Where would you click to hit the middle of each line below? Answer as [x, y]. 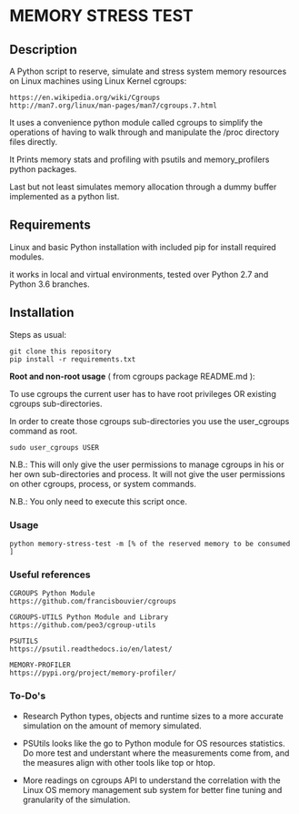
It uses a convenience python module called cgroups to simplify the [136, 122]
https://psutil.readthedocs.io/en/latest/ [91, 649]
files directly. [33, 142]
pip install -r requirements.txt [73, 359]
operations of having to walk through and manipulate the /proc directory [145, 132]
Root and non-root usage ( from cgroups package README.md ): [133, 376]
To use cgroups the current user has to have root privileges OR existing [143, 393]
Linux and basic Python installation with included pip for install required [143, 247]
